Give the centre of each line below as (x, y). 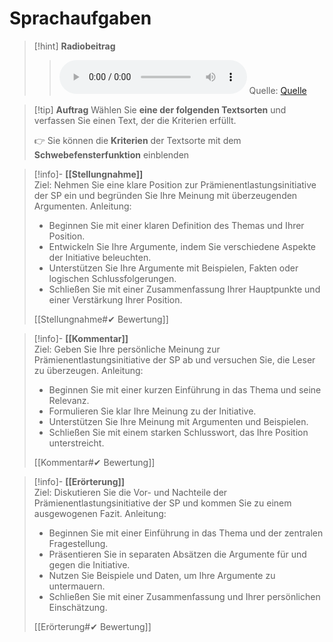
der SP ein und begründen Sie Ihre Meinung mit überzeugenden (165, 195)
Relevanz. (69, 400)
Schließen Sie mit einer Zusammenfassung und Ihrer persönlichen (184, 596)
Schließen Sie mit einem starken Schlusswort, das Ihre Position (178, 432)
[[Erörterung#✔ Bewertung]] (92, 626)
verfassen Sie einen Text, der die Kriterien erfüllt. (135, 120)
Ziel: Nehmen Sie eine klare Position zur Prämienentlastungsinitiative (175, 184)
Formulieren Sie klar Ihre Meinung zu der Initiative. (152, 411)
